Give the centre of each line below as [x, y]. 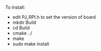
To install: [15, 7]
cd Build [21, 28]
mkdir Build [24, 22]
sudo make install [31, 44]
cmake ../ [22, 33]
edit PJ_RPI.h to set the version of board [54, 17]
